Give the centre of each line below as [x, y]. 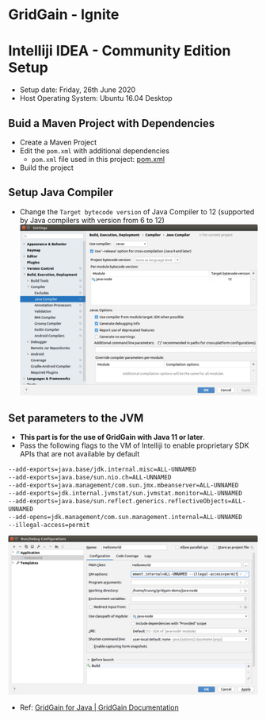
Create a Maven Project [58, 142]
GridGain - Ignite [64, 15]
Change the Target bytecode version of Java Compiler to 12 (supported [137, 211]
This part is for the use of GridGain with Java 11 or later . [112, 437]
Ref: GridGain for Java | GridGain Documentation [99, 707]
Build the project [46, 167]
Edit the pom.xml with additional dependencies [95, 150]
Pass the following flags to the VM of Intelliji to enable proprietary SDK [134, 445]
